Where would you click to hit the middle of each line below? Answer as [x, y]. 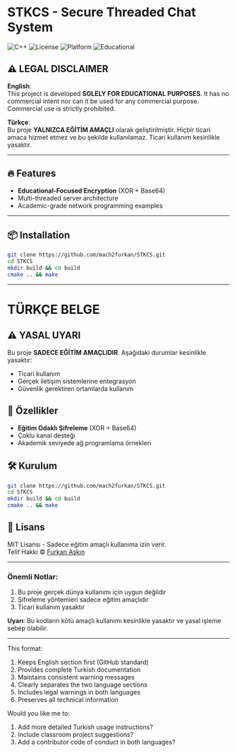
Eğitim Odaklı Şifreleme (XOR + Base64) [77, 428]
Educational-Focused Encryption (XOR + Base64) [91, 191]
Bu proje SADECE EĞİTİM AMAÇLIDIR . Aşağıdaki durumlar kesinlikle [107, 352]
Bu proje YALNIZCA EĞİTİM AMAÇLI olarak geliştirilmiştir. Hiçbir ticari [109, 129]
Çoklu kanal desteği [46, 435]
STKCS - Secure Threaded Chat [102, 12]
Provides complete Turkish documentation [79, 670]
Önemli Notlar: [33, 577]
